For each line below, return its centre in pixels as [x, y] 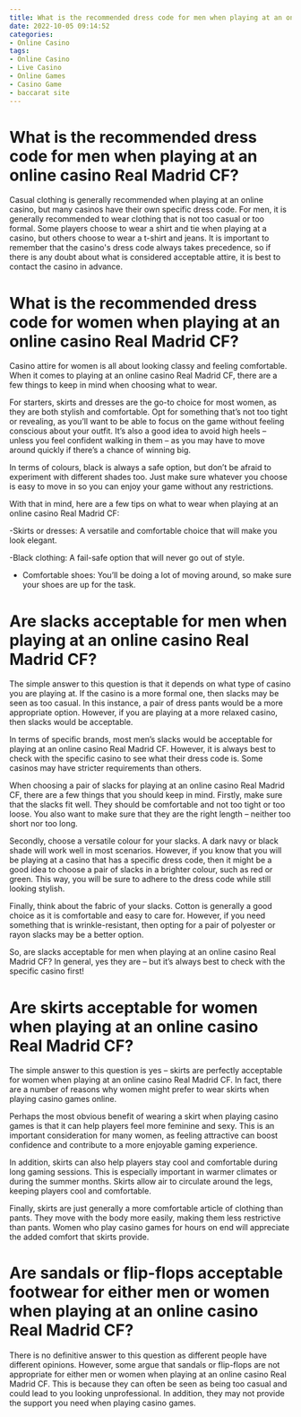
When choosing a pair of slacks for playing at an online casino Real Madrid [147, 785]
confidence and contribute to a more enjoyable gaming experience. [133, 1145]
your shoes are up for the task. [79, 585]
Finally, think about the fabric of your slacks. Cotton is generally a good [141, 906]
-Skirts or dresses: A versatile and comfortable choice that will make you [143, 531]
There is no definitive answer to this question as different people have [138, 1355]
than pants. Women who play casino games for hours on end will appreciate [149, 1228]
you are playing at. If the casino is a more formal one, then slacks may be [144, 694]
